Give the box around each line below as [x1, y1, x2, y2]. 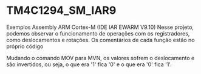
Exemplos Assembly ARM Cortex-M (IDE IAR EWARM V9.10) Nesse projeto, [6, 23, 194, 31]
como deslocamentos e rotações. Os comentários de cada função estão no [6, 36, 196, 43]
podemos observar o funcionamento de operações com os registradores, [6, 29, 190, 37]
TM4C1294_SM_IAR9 [6, 4, 117, 17]
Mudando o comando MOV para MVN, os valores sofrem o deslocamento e [6, 54, 195, 61]
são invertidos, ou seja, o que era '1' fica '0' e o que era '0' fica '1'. [6, 61, 172, 68]
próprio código [6, 43, 44, 50]
